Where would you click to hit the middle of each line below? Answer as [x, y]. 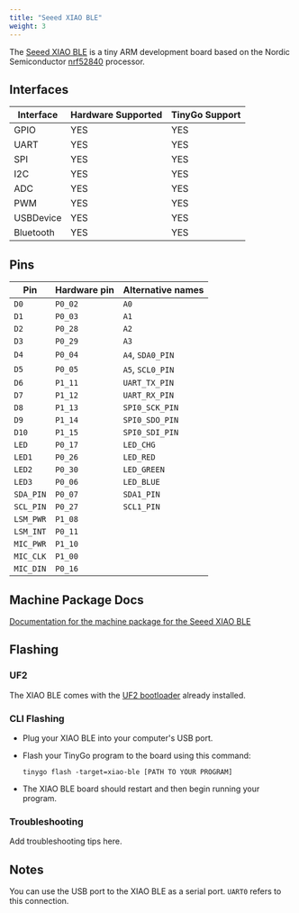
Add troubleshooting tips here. [66, 841]
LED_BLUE [141, 482]
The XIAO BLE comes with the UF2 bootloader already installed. [127, 695]
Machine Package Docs [77, 600]
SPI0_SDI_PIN [151, 433]
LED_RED [139, 457]
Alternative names [163, 290]
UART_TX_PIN [148, 383]
